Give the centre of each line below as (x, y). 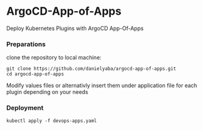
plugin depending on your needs (47, 92)
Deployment (25, 108)
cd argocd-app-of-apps (35, 74)
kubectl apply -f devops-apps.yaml (52, 121)
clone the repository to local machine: (54, 58)
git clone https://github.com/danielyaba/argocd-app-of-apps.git (91, 69)
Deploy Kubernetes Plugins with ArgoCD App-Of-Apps (75, 28)
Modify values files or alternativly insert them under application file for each (102, 86)
